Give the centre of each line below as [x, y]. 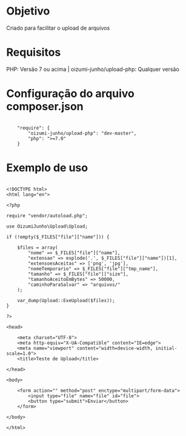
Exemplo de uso [47, 168]
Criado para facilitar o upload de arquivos [58, 28]
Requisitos [34, 52]
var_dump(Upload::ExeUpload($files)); [66, 300]
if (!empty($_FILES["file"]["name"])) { [58, 237]
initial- [166, 348]
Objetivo [28, 11]
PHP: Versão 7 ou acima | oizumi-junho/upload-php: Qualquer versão [93, 69]
